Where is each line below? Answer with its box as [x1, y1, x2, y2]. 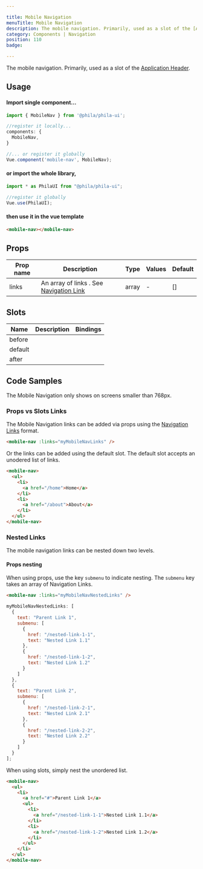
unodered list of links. [6, 456, 60, 464]
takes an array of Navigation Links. [6, 580, 93, 588]
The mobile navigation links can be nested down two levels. [6, 547, 155, 554]
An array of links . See [40, 279, 104, 287]
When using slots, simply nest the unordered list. [6, 767, 128, 774]
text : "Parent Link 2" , [17, 688, 77, 694]
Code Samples [6, 375, 62, 386]
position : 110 [6, 37, 42, 43]
